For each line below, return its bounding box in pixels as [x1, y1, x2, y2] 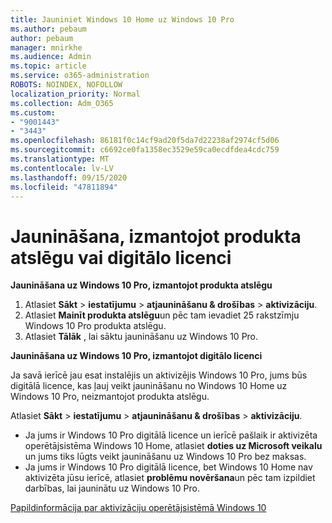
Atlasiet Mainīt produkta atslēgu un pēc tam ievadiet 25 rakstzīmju [24, 309, 300, 321]
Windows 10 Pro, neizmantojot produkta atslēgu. [10, 391, 210, 403]
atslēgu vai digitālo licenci [10, 246, 232, 269]
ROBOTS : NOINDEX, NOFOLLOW [10, 80, 123, 90]
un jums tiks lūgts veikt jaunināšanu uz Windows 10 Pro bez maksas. [24, 451, 307, 463]
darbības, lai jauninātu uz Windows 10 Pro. [24, 482, 200, 495]
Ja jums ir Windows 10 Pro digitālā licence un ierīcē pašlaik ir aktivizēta [24, 429, 318, 441]
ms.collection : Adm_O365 [10, 98, 114, 108]
